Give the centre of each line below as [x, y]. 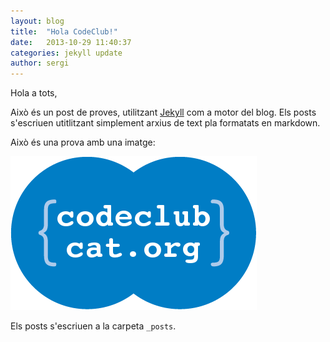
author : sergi [40, 63]
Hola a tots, [34, 93]
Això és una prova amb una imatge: [83, 142]
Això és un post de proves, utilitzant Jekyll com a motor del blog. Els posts [163, 112]
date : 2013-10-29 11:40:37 [71, 42]
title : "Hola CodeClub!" [64, 31]
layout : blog [37, 21]
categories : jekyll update [66, 53]
